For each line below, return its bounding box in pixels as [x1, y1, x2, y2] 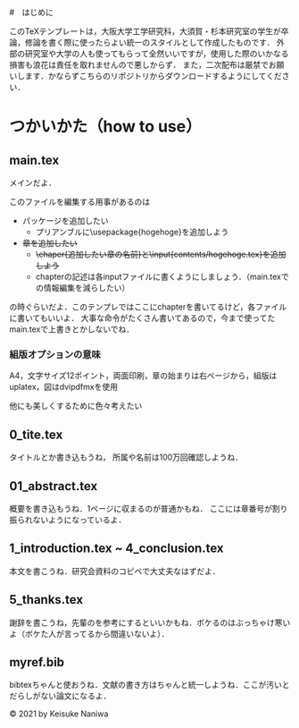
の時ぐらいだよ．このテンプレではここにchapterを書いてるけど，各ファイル [9, 301, 287, 312]
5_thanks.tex [9, 592, 83, 607]
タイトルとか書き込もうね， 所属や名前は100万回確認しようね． [9, 452, 244, 462]
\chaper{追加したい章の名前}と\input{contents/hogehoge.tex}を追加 [35, 249, 287, 259]
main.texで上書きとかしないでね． [9, 324, 135, 334]
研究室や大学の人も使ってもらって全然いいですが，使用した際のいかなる [24, 48, 289, 59]
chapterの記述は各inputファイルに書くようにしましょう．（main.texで [35, 271, 289, 282]
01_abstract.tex [9, 478, 98, 494]
